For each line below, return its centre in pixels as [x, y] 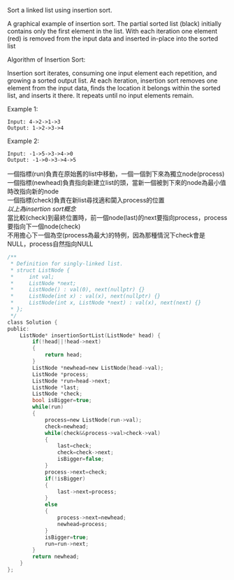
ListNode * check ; [57, 394]
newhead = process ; [82, 524]
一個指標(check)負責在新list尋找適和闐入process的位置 [86, 200]
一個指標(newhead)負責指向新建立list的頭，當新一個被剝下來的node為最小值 [117, 182]
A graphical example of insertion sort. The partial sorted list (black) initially [115, 23]
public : [19, 329]
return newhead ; [56, 557]
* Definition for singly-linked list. [67, 263]
